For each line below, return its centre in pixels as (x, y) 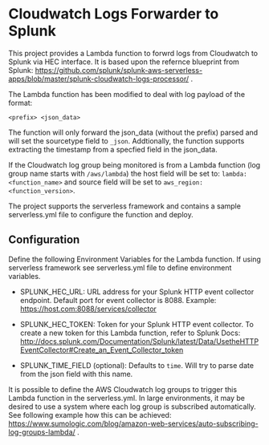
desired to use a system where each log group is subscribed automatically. (132, 407)
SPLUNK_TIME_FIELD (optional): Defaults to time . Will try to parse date (137, 365)
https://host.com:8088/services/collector (88, 309)
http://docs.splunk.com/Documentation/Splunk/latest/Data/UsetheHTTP (139, 341)
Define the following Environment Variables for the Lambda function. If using (134, 259)
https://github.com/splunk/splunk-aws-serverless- (119, 70)
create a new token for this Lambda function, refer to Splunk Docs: (130, 333)
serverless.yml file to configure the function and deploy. (101, 214)
